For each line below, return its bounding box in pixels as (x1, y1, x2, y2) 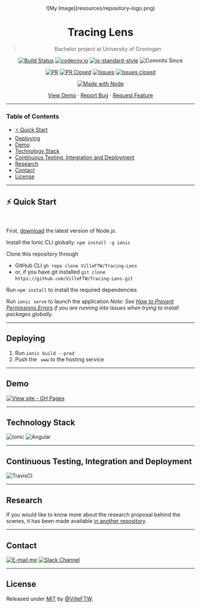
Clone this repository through (6, 250, 79, 258)
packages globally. (6, 311, 53, 318)
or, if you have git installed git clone (14, 268, 106, 276)
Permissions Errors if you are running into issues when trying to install (6, 304, 179, 312)
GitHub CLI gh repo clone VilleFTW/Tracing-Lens (14, 262, 138, 269)
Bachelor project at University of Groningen (54, 45, 162, 52)
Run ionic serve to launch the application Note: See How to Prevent (6, 298, 174, 305)
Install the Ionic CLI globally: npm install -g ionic (6, 239, 131, 246)
